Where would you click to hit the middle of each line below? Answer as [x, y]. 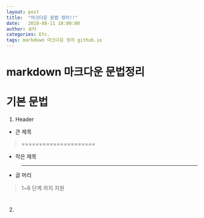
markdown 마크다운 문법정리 [76, 72]
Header [25, 120]
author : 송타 [22, 29]
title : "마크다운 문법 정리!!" [42, 18]
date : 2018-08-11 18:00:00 [43, 23]
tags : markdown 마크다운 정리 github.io [54, 40]
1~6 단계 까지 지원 [43, 188]
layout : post [23, 12]
